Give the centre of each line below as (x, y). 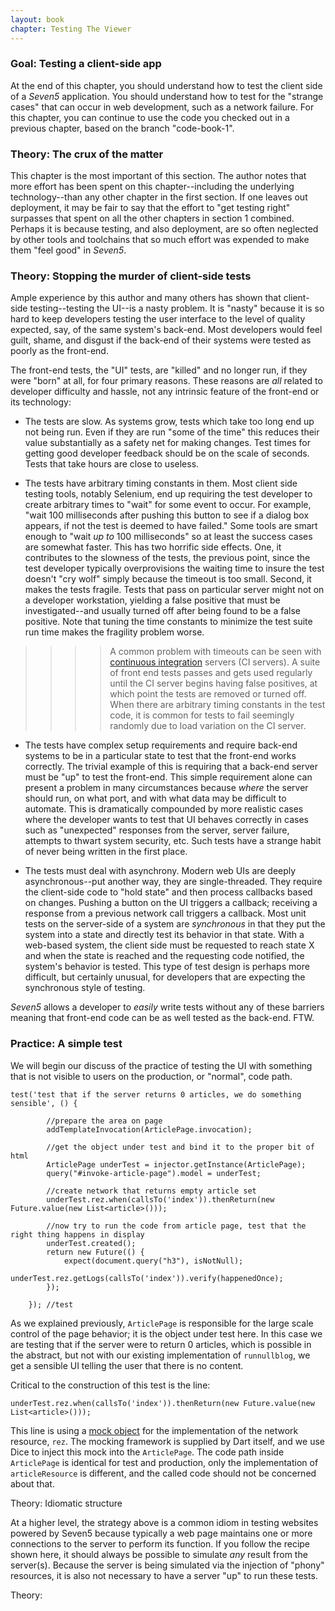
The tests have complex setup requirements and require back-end (161, 745)
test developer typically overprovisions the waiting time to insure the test (174, 568)
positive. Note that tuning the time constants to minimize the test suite (168, 622)
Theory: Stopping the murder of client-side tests (131, 276)
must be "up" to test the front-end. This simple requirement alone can (168, 777)
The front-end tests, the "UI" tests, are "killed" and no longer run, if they (159, 370)
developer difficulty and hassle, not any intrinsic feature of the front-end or (165, 392)
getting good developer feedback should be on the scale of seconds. (167, 453)
